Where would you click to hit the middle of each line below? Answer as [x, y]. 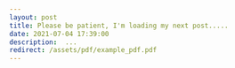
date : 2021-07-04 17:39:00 [59, 34]
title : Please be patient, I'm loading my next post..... [119, 26]
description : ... [43, 42]
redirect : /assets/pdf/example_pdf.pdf [83, 50]
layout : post [33, 17]
